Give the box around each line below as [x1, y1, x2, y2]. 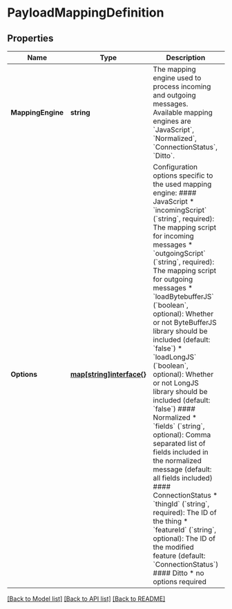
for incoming [153, 232, 195, 241]
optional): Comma [153, 430, 211, 440]
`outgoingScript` [153, 249, 206, 258]
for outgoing [153, 274, 193, 284]
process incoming [153, 82, 211, 91]
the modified [153, 543, 195, 552]
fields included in [153, 447, 209, 457]
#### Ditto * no [153, 568, 204, 578]
